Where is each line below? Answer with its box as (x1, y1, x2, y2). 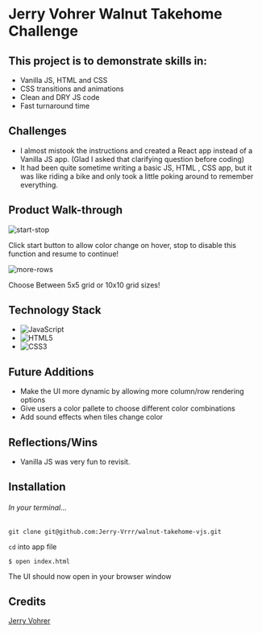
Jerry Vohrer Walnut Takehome (8, 5, 223, 23)
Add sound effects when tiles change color (19, 412, 164, 422)
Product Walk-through (8, 203, 123, 217)
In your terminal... (8, 503, 67, 512)
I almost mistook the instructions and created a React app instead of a (19, 146, 253, 155)
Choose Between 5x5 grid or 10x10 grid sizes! (8, 279, 160, 290)
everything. (19, 180, 59, 189)
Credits (8, 595, 47, 609)
